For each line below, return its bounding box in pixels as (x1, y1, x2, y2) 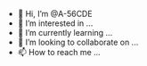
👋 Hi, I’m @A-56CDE (17, 9, 93, 19)
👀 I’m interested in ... (17, 18, 94, 29)
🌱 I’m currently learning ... (17, 28, 113, 37)
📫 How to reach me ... (17, 47, 101, 57)
